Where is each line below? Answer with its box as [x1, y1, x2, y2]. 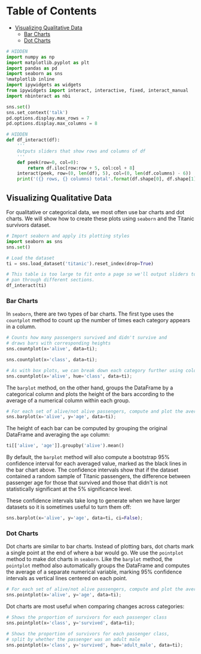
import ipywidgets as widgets [6, 82, 82, 88]
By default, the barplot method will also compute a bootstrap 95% [6, 454, 170, 461]
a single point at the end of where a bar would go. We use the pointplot [6, 549, 184, 556]
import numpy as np [6, 54, 55, 60]
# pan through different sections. [6, 277, 95, 283]
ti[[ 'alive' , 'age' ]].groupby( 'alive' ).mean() [6, 443, 124, 449]
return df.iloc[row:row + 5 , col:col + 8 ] [28, 165, 135, 171]
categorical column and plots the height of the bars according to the [6, 390, 175, 397]
